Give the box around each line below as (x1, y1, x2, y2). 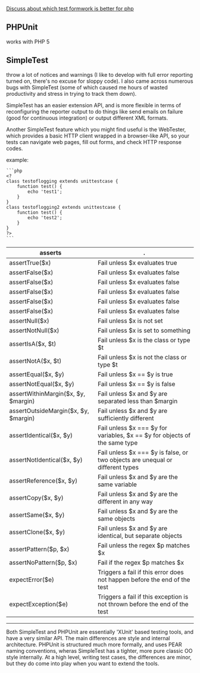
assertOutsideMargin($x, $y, (9, 406, 89, 415)
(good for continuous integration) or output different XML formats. (6, 114, 168, 121)
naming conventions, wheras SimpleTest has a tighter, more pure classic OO (6, 647, 193, 654)
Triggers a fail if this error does (97, 568, 184, 576)
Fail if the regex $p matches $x (97, 558, 185, 566)
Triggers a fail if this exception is (97, 592, 189, 600)
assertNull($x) (9, 317, 49, 325)
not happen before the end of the (97, 575, 190, 584)
